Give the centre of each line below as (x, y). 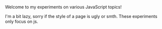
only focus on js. (22, 22)
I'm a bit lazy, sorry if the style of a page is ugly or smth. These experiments (81, 16)
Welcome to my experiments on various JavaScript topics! (63, 7)
